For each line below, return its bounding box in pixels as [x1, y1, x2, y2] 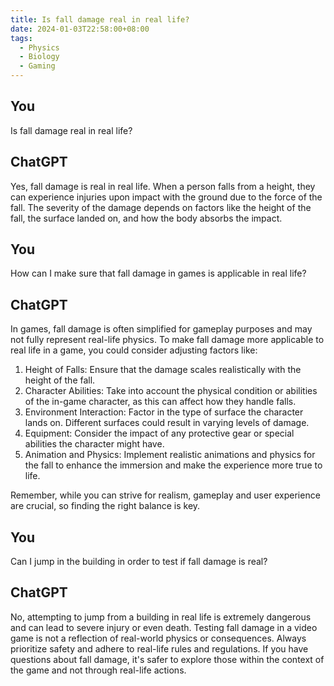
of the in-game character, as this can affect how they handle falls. [24, 396, 297, 408]
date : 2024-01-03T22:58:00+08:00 [10, 24, 150, 34]
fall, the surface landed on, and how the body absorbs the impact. [10, 212, 283, 224]
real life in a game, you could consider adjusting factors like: [10, 344, 258, 356]
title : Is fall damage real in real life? [10, 14, 190, 25]
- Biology [19, 52, 60, 62]
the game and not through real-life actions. [10, 664, 187, 676]
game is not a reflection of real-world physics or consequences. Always [10, 632, 307, 644]
